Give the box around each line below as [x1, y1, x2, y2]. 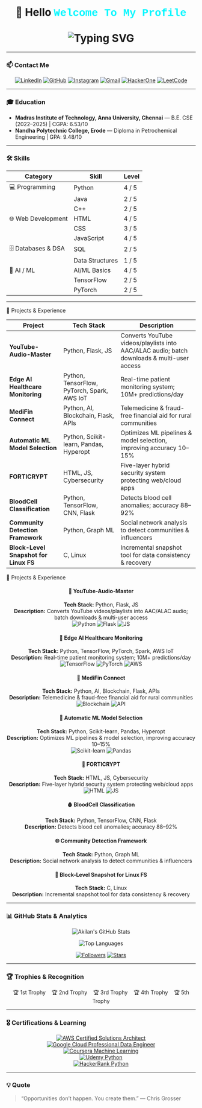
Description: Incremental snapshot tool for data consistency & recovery [11, 891, 191, 898]
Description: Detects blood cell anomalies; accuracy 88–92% [25, 823, 177, 830]
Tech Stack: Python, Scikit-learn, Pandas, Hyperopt [37, 727, 165, 735]
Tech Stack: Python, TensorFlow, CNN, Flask [44, 817, 158, 824]
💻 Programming [9, 182, 56, 191]
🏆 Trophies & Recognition [6, 972, 84, 981]
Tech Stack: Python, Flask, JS [63, 601, 139, 608]
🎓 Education [6, 98, 46, 106]
